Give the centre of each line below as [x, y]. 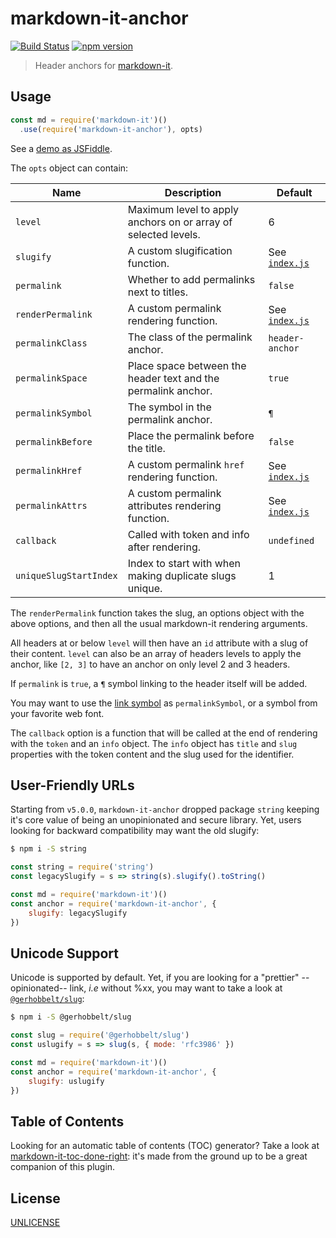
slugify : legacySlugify [78, 913]
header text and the [173, 378]
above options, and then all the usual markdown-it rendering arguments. [159, 623]
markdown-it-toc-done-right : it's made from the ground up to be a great [159, 1156]
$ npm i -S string [48, 849]
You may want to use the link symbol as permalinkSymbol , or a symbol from [164, 703]
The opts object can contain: [69, 168]
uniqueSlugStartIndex [66, 575]
